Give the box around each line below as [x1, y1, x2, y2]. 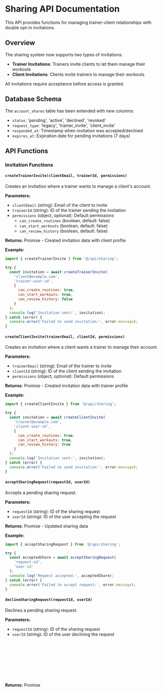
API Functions [5, 147, 49, 155]
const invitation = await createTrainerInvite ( [9, 269, 108, 274]
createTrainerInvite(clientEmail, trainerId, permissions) [5, 174, 127, 178]
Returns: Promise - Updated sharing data [5, 523, 89, 529]
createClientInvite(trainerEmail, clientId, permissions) [5, 334, 125, 339]
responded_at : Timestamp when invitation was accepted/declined [12, 127, 144, 133]
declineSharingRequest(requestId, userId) [5, 597, 92, 603]
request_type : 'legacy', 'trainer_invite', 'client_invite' [12, 123, 116, 128]
